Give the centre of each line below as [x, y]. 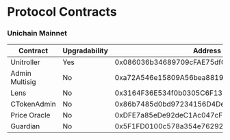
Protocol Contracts [62, 12]
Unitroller [25, 62]
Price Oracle [30, 115]
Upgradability [85, 51]
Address [207, 51]
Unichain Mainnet [37, 33]
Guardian [25, 126]
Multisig [23, 82]
